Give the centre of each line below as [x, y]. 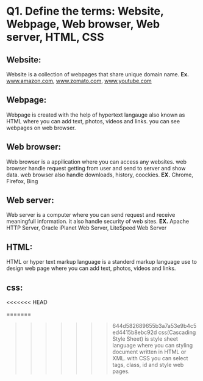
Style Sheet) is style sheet [145, 339]
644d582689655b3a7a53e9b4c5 [155, 326]
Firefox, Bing [22, 181]
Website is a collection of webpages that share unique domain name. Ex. [98, 74]
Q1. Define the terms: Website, [85, 11]
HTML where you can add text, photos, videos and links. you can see [93, 121]
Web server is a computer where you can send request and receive [91, 215]
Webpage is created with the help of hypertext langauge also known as [96, 115]
